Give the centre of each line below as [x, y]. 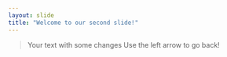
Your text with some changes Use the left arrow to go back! [123, 45]
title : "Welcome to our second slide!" [73, 23]
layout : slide [31, 15]
